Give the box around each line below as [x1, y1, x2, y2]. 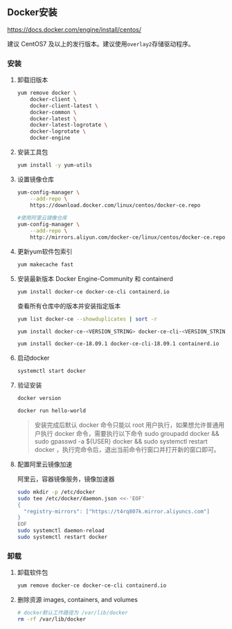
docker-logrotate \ [30, 128, 87, 135]
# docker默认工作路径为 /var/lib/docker [17, 610, 128, 617]
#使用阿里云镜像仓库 [17, 215, 67, 221]
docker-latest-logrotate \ [30, 122, 108, 129]
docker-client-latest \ [30, 102, 98, 109]
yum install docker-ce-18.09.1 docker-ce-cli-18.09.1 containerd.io [17, 340, 220, 347]
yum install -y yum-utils [17, 162, 92, 169]
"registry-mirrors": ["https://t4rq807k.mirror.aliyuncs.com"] [24, 508, 210, 515]
